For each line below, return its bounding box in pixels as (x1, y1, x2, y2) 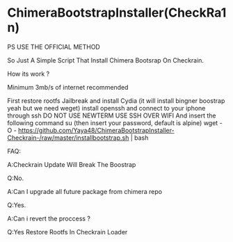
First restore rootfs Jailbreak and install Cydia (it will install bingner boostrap (7, 96, 225, 105)
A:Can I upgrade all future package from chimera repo (7, 187, 162, 195)
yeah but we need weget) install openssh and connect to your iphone (7, 104, 206, 112)
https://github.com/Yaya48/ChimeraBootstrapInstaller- (18, 126, 175, 134)
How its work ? (7, 70, 50, 78)
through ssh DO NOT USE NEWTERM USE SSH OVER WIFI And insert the (7, 111, 216, 120)
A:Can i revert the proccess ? (7, 214, 91, 223)
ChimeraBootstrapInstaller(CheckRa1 (7, 5, 227, 21)
